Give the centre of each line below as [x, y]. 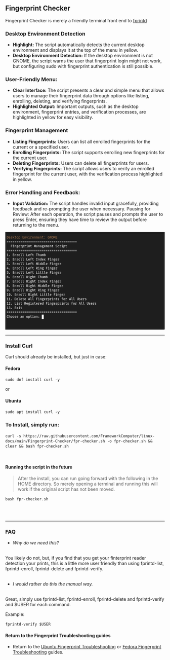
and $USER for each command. [38, 605]
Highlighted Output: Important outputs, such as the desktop [76, 106]
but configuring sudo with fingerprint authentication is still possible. [83, 66]
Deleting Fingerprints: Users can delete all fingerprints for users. [81, 163]
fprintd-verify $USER [28, 625]
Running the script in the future [39, 467]
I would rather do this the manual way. [53, 584]
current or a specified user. [41, 147]
